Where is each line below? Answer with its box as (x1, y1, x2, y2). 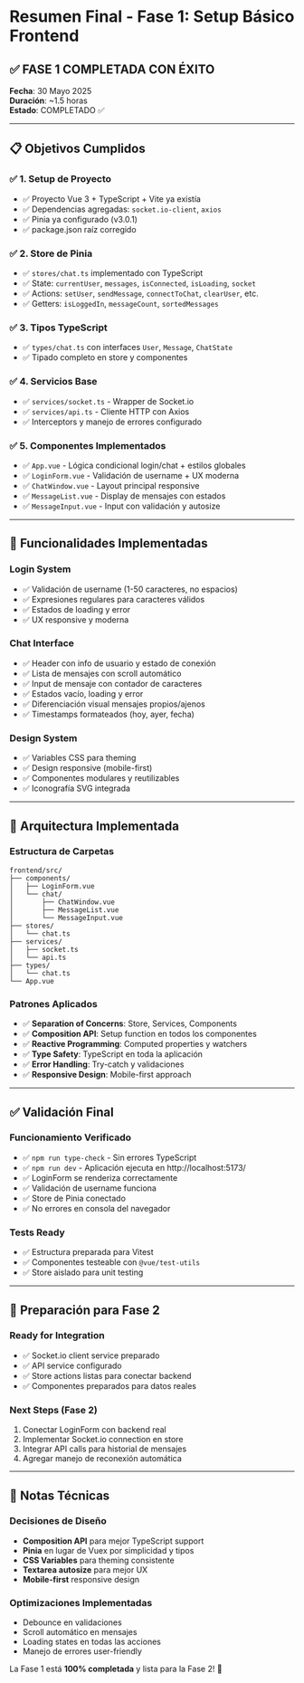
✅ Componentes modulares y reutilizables (22, 773, 180, 784)
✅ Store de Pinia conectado (22, 1193, 127, 1203)
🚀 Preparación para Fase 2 (9, 1302, 160, 1317)
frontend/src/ (9, 866, 63, 875)
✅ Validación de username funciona (22, 1183, 157, 1193)
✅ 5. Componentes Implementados (9, 439, 166, 452)
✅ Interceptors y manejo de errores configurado (22, 416, 202, 427)
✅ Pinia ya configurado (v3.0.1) (22, 214, 138, 224)
